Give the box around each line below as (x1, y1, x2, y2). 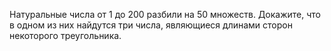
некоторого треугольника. (9, 30, 122, 41)
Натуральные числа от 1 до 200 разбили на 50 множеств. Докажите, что (9, 9, 322, 20)
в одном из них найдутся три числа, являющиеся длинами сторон (9, 19, 293, 31)
